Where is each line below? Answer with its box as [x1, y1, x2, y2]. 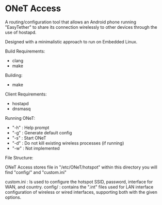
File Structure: [5, 154, 33, 161]
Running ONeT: [5, 115, 35, 121]
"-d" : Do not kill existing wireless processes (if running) [12, 140, 125, 146]
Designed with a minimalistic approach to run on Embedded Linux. [5, 38, 138, 44]
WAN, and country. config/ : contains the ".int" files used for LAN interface [5, 184, 154, 190]
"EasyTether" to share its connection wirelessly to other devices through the [5, 24, 158, 30]
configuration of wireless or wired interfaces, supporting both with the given [5, 189, 158, 195]
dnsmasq [12, 106, 31, 112]
